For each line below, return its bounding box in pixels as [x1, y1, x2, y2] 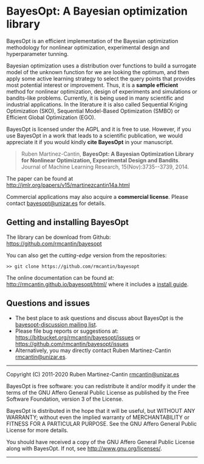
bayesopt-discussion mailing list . [15, 320, 98, 328]
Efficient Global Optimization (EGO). [6, 114, 96, 121]
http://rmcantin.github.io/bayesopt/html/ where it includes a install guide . [6, 280, 189, 288]
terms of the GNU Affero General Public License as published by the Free [6, 389, 189, 396]
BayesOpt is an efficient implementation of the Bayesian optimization [6, 37, 178, 44]
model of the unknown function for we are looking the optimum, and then [6, 68, 189, 75]
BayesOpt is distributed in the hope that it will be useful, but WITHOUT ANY [6, 407, 195, 414]
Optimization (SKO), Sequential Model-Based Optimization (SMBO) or [6, 107, 180, 114]
